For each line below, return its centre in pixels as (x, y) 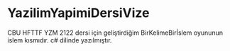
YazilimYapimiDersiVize (79, 13)
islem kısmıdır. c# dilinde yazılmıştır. (60, 40)
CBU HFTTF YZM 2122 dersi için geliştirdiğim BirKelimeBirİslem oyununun (115, 33)
